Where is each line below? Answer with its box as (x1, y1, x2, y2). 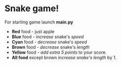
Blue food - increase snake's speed (11, 34, 84, 40)
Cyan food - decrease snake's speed (11, 39, 87, 44)
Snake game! (4, 3, 59, 14)
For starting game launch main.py (4, 19, 73, 25)
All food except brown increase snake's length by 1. (11, 54, 117, 60)
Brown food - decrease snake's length (11, 44, 90, 50)
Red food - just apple (11, 28, 55, 34)
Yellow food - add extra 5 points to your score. (11, 49, 107, 55)
